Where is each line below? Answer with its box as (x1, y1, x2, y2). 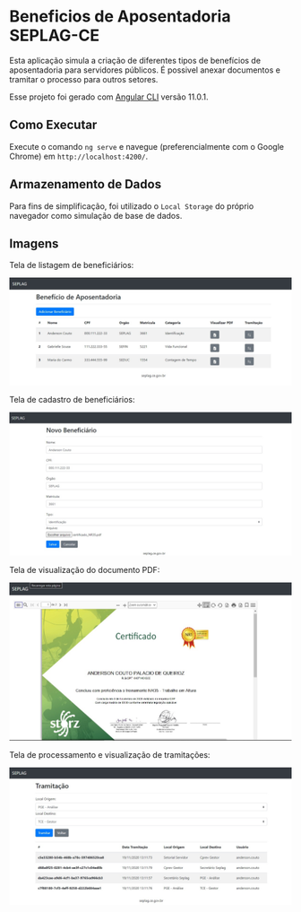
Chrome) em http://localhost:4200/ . (9, 151, 149, 161)
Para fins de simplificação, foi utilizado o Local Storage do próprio (9, 200, 254, 212)
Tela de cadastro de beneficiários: (9, 395, 136, 405)
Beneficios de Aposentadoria (9, 6, 231, 27)
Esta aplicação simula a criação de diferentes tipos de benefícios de (9, 55, 262, 65)
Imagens (9, 236, 59, 251)
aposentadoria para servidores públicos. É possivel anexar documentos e (9, 65, 280, 75)
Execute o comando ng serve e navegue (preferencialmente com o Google (9, 141, 285, 152)
